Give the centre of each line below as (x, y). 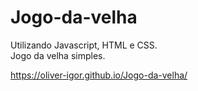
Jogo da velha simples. (58, 55)
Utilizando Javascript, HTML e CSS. (84, 45)
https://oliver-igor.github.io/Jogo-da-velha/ (99, 75)
